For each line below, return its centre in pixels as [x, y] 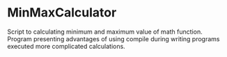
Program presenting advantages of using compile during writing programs [113, 38]
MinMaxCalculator [62, 13]
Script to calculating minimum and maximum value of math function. [105, 32]
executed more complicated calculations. [66, 46]
